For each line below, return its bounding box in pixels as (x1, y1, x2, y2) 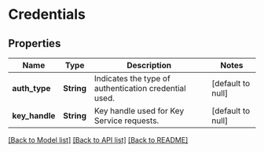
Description (126, 60, 171, 71)
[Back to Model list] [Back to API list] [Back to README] (8, 136, 189, 144)
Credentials (8, 5, 86, 24)
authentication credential (93, 83, 186, 93)
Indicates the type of (93, 73, 170, 84)
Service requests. (93, 115, 159, 126)
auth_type (12, 83, 51, 93)
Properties (8, 37, 61, 50)
